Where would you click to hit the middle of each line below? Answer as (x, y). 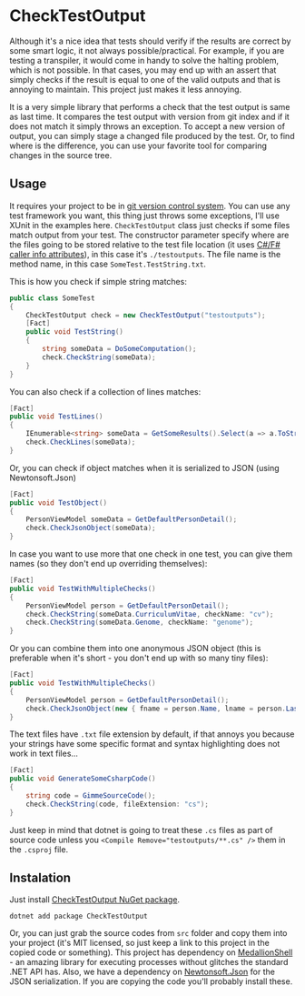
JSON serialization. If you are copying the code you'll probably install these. (151, 981)
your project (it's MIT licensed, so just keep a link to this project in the (139, 943)
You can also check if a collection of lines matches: (105, 391)
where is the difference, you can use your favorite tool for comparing (138, 146)
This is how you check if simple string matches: (98, 281)
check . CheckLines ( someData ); (81, 442)
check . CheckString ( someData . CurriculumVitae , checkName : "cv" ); (150, 614)
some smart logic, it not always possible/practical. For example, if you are (147, 50)
